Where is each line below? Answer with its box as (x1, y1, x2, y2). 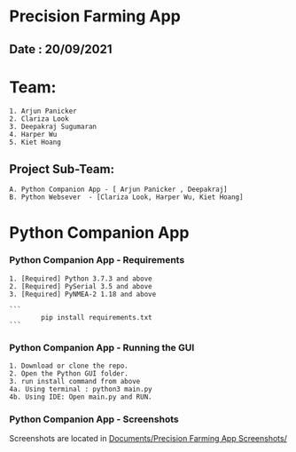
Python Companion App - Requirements (9, 254, 185, 266)
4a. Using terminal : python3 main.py (9, 385, 152, 394)
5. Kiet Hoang (9, 138, 62, 147)
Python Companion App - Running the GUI (9, 341, 195, 353)
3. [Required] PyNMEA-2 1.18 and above (9, 289, 157, 298)
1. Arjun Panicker (9, 107, 77, 115)
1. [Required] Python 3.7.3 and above (9, 274, 152, 283)
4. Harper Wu (9, 130, 58, 139)
